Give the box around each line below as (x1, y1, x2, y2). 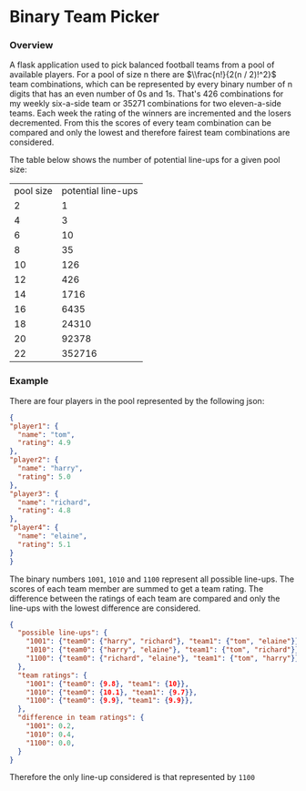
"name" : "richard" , (17, 498, 92, 507)
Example (9, 375, 49, 388)
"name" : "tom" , (17, 430, 76, 439)
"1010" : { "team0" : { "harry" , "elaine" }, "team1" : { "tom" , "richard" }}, (25, 645, 303, 654)
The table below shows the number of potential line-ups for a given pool (9, 155, 280, 166)
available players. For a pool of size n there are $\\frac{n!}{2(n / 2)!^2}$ (9, 69, 277, 80)
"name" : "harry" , (17, 464, 84, 473)
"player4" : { (9, 523, 59, 532)
